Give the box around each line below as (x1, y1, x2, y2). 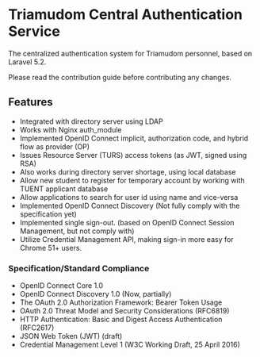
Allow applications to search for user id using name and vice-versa (19, 192, 239, 202)
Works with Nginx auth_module (19, 125, 122, 134)
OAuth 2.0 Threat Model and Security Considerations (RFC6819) (19, 306, 230, 316)
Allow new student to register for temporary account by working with (19, 175, 245, 185)
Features (8, 95, 53, 109)
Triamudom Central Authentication (8, 6, 243, 24)
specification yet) (19, 209, 77, 219)
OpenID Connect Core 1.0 (19, 281, 104, 290)
